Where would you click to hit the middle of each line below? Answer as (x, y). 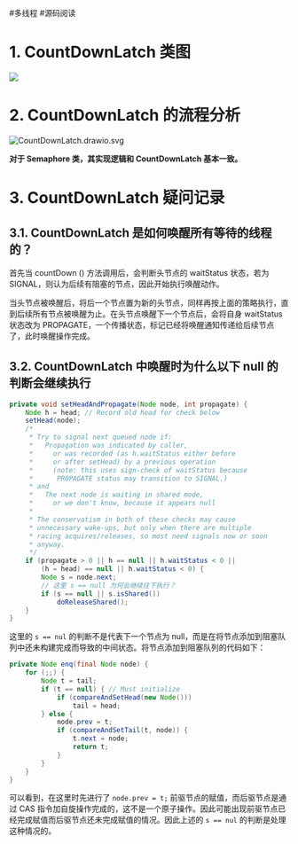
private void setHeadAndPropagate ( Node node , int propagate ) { (129, 404)
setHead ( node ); (53, 421)
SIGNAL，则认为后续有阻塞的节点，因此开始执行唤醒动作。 (117, 284)
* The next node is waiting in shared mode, (116, 495)
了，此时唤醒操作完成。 (52, 336)
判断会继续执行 (50, 383)
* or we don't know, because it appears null (122, 504)
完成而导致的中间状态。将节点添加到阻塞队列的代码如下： (161, 648)
